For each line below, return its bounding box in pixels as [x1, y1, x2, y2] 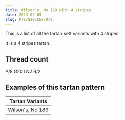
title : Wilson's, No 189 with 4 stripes [5, 7, 92, 13]
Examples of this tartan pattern [5, 83, 105, 91]
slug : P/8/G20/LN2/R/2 [5, 17, 53, 22]
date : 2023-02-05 [5, 12, 42, 17]
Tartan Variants [9, 98, 48, 105]
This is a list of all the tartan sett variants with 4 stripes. [5, 31, 120, 37]
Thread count [5, 55, 49, 64]
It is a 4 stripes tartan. [5, 40, 51, 46]
